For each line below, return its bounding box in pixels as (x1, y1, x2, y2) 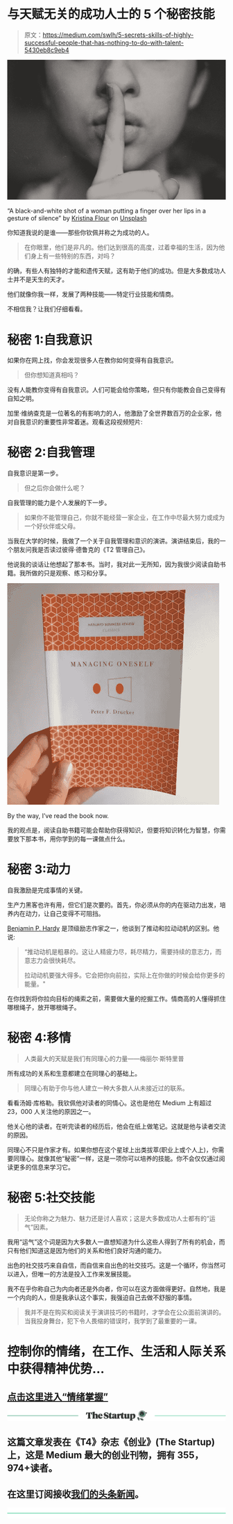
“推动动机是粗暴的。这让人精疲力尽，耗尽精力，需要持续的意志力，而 (24, 948, 222, 956)
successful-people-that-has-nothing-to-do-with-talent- (24, 38, 184, 47)
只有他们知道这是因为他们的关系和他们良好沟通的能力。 (7, 1247, 165, 1254)
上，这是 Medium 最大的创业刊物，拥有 (7, 1450, 175, 1461)
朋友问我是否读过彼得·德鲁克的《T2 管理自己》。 (12, 546, 149, 554)
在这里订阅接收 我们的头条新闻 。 (7, 1488, 144, 1500)
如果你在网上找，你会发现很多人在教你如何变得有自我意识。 (7, 356, 178, 365)
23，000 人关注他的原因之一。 (7, 1108, 95, 1116)
